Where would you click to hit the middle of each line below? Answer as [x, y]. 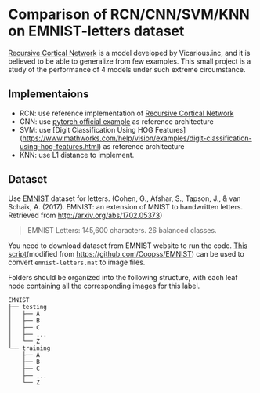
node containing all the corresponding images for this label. [104, 286]
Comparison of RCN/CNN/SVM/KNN [129, 15]
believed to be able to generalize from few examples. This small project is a [130, 61]
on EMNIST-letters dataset [96, 31]
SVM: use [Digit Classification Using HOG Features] [103, 129]
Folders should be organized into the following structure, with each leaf [123, 277]
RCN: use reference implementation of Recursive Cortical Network [126, 113]
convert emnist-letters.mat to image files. [77, 262]
